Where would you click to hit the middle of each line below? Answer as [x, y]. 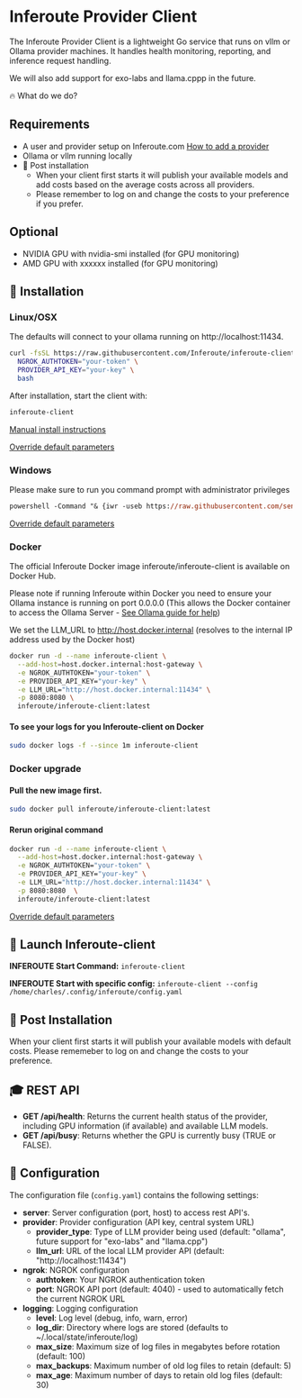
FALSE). [37, 1145]
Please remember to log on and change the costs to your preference [162, 194]
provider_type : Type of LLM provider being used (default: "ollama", [160, 1231]
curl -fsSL [30, 353]
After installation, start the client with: [79, 395]
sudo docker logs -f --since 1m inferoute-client [104, 746]
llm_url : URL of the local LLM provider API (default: [130, 1250]
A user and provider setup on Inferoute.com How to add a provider [146, 146]
